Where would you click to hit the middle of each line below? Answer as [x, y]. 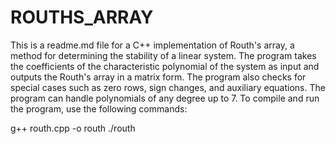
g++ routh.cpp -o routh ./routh [73, 128]
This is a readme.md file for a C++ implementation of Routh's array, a [152, 45]
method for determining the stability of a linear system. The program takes [163, 55]
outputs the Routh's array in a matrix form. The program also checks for [158, 77]
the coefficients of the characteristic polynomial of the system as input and [165, 66]
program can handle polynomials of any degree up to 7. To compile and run [165, 98]
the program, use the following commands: [99, 108]
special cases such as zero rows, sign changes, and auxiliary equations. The [168, 87]
